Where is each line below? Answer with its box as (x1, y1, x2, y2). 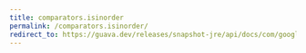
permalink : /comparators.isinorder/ (9, 22, 148, 31)
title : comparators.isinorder (9, 13, 125, 22)
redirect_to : (9, 30, 59, 39)
